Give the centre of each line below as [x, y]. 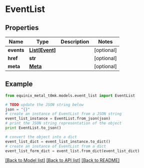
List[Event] [42, 50]
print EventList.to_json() [33, 128]
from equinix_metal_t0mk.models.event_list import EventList [70, 95]
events [16, 50]
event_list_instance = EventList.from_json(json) [58, 118]
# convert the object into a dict [41, 137]
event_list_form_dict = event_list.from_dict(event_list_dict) [72, 151]
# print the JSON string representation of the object [63, 123]
